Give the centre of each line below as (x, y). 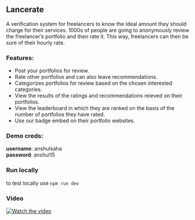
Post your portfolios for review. (52, 71)
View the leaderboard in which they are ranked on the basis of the (95, 108)
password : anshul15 (31, 155)
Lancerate (25, 10)
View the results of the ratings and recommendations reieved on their (98, 96)
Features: (20, 58)
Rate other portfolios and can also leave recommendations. (86, 77)
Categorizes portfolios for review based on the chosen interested (93, 83)
